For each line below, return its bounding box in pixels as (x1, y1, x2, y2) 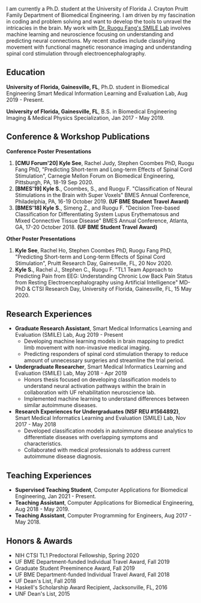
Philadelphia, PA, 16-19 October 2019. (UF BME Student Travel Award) (14, 198, 189, 205)
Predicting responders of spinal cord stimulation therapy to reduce (23, 351, 188, 358)
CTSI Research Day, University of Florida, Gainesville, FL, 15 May (32, 285, 192, 292)
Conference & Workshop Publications (6, 132, 150, 142)
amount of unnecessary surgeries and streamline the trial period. (23, 357, 185, 364)
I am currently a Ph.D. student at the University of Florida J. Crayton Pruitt (6, 5, 188, 12)
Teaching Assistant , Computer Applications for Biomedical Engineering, (14, 499, 194, 507)
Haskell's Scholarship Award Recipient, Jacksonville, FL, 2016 (14, 584, 168, 591)
